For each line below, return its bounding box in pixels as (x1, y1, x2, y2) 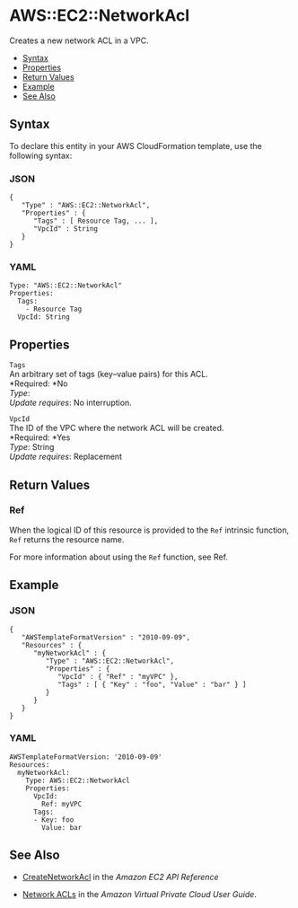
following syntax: (9, 150, 73, 161)
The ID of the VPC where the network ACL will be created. (9, 423, 224, 434)
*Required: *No (9, 378, 68, 389)
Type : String (9, 442, 55, 453)
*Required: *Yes (9, 432, 71, 443)
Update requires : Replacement (9, 451, 123, 463)
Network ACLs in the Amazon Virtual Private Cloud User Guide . (22, 888, 258, 899)
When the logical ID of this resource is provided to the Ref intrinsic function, (9, 525, 290, 535)
